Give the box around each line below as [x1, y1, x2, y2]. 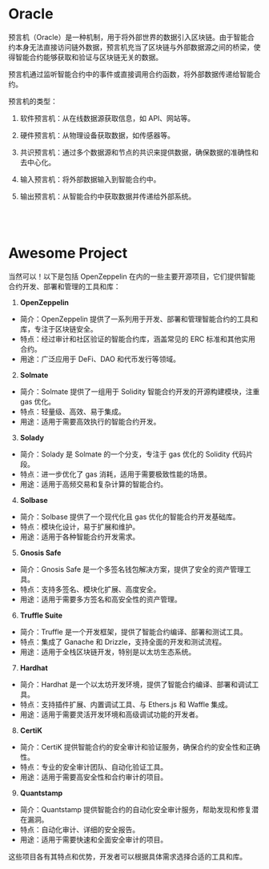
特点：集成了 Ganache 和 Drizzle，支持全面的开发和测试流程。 [19, 637, 227, 646]
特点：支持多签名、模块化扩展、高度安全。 [19, 584, 161, 593]
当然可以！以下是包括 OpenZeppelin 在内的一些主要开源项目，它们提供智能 [8, 272, 255, 281]
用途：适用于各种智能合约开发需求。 [19, 532, 140, 541]
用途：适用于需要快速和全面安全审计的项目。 [19, 835, 168, 844]
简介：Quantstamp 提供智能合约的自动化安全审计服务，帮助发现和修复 [19, 804, 252, 814]
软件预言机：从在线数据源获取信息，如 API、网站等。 [19, 113, 195, 123]
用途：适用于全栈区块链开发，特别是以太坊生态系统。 [19, 646, 196, 657]
